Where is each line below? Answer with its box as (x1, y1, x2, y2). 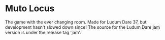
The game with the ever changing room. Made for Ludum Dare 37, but (5, 19, 147, 25)
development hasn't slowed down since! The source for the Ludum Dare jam (5, 24, 160, 30)
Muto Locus (5, 3, 55, 14)
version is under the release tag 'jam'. (5, 29, 81, 35)
